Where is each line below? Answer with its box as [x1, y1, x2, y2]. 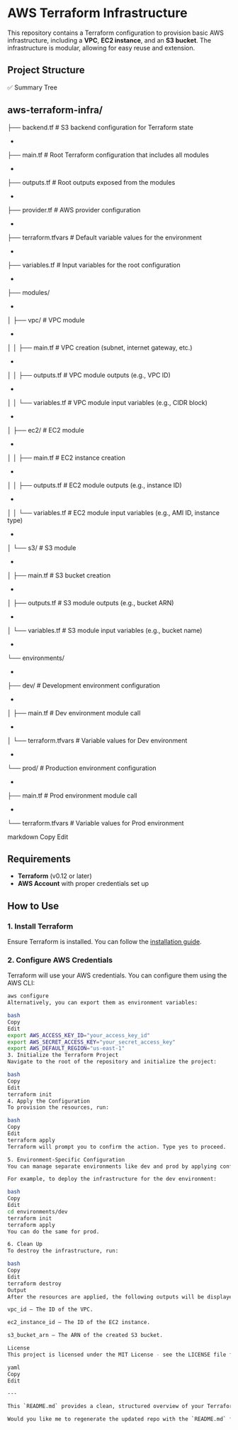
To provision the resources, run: [7, 1104, 110, 1111]
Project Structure [7, 64, 85, 76]
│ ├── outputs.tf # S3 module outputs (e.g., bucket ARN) [7, 598, 174, 607]
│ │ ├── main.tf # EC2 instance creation [7, 453, 125, 462]
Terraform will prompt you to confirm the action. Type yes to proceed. [7, 1143, 227, 1150]
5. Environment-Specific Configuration [7, 1156, 125, 1163]
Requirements [7, 852, 71, 865]
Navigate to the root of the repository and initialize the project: [7, 1058, 217, 1066]
